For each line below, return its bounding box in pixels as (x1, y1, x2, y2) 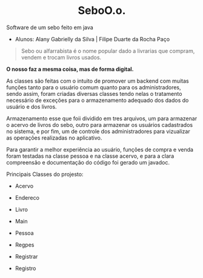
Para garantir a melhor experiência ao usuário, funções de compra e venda (6, 146, 194, 153)
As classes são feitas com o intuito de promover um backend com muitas (6, 77, 189, 84)
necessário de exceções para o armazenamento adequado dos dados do (6, 97, 189, 104)
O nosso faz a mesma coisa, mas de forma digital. (6, 65, 134, 73)
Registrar (15, 253, 38, 260)
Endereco (15, 194, 39, 201)
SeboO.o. (78, 4, 126, 18)
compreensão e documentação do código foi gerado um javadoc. (6, 158, 170, 166)
